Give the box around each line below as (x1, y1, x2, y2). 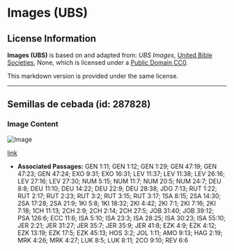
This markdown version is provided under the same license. (7, 72, 179, 80)
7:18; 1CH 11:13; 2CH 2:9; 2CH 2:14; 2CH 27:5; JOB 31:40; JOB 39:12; (17, 207, 214, 215)
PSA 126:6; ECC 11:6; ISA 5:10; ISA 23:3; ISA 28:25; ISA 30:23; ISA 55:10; (17, 213, 226, 222)
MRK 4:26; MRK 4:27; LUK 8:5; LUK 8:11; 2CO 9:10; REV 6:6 (17, 236, 189, 244)
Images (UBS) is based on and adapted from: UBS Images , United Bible (7, 51, 212, 59)
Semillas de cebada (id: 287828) (7, 99, 151, 111)
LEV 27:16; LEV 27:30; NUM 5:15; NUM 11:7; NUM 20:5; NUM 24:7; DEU (17, 177, 221, 185)
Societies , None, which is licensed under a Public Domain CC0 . (7, 58, 189, 67)
